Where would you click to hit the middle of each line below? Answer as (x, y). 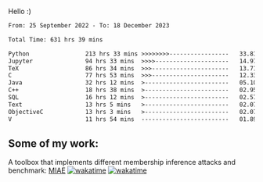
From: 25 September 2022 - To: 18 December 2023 (89, 26)
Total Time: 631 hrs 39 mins (56, 39)
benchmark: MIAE (37, 170)
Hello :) (20, 11)
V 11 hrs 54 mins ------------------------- (119, 119)
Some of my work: (54, 143)
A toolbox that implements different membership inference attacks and (122, 162)
